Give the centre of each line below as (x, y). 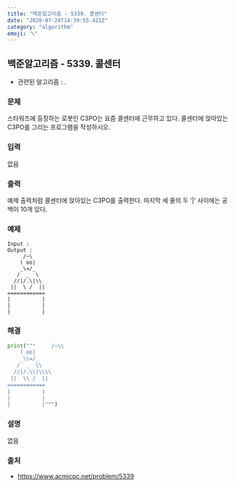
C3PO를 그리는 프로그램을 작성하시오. (59, 127)
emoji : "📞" (22, 33)
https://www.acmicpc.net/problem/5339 (76, 476)
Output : (20, 250)
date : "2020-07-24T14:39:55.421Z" (58, 20)
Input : (19, 244)
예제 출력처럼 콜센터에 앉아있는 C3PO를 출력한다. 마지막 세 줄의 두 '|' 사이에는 (114, 200)
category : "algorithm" (40, 27)
